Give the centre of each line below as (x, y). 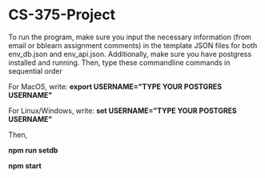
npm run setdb (33, 150)
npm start (25, 165)
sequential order (35, 71)
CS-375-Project (62, 15)
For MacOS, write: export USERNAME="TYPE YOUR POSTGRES (115, 87)
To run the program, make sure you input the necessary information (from (130, 37)
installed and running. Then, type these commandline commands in (119, 63)
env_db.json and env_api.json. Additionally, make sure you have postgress (130, 54)
